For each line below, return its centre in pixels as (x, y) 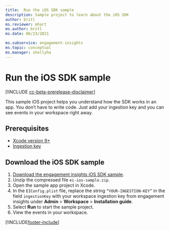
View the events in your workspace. (50, 213)
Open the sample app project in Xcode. (54, 185)
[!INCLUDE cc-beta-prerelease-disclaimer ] (50, 92)
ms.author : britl (24, 29)
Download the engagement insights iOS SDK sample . (68, 174)
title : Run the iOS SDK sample (40, 10)
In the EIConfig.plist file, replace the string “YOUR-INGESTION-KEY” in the (89, 191)
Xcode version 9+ (31, 141)
